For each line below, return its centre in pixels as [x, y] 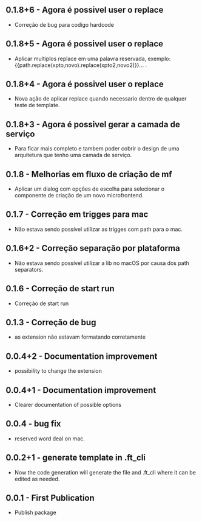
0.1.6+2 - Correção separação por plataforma [93, 248]
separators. [29, 269]
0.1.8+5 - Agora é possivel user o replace [85, 44]
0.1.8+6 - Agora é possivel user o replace [85, 10]
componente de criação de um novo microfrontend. [79, 196]
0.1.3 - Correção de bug [51, 322]
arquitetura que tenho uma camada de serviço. [73, 155]
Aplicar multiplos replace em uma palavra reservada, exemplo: [93, 58]
